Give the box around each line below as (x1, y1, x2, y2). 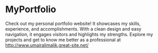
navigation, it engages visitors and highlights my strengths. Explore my (5, 31, 153, 37)
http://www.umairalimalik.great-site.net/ (5, 42, 89, 48)
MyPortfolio (5, 4, 56, 15)
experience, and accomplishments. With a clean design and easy (5, 25, 142, 32)
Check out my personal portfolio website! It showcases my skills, (5, 20, 141, 26)
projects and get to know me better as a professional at (5, 37, 121, 43)
